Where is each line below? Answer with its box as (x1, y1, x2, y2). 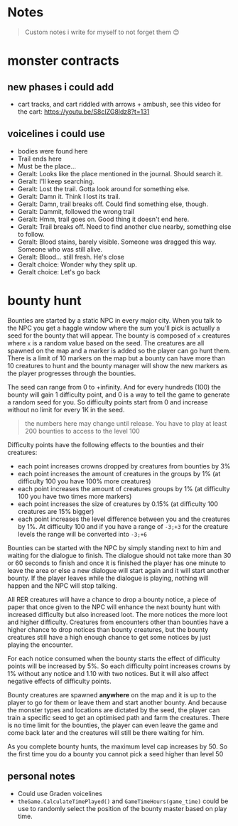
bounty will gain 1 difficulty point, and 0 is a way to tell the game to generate (7, 390, 230, 399)
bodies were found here (17, 146, 88, 155)
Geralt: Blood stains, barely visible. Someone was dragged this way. (17, 237, 217, 246)
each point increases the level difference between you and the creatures (17, 515, 231, 523)
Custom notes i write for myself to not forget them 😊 (24, 28, 180, 36)
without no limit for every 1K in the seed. (7, 405, 125, 414)
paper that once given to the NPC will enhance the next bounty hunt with (7, 602, 221, 611)
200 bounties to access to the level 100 (24, 427, 140, 435)
